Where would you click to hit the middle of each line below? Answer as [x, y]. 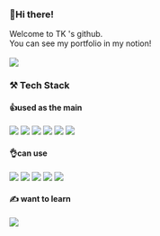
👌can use [28, 153]
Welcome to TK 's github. [56, 34]
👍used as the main [46, 107]
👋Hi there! [31, 14]
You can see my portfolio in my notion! [80, 43]
